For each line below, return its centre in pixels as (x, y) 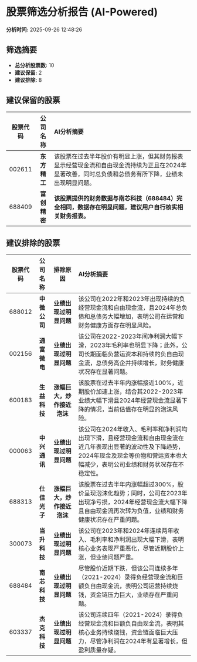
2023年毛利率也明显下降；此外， (136, 345)
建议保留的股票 (33, 100)
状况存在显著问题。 (105, 372)
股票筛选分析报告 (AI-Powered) (82, 12)
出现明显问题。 (74, 183)
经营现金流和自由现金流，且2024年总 (130, 308)
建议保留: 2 (28, 72)
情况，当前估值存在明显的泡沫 (131, 409)
